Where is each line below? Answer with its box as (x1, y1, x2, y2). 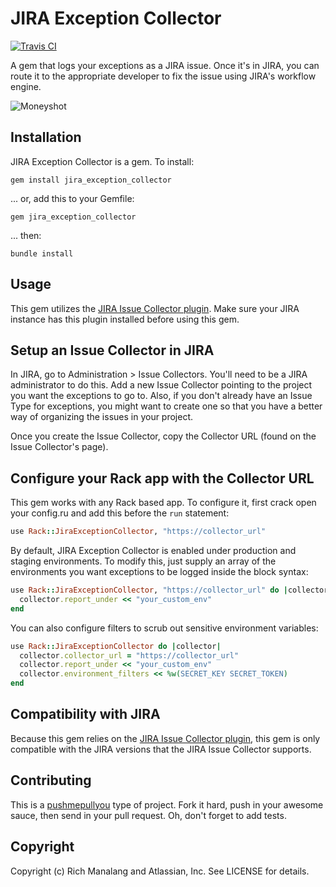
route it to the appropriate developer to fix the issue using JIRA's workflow (10, 70, 317, 82)
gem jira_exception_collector (10, 212, 137, 222)
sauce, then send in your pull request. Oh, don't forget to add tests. (10, 809, 287, 821)
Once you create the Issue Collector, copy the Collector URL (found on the (10, 430, 317, 442)
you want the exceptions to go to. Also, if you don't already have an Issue (10, 390, 313, 402)
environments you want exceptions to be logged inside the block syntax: (10, 566, 309, 578)
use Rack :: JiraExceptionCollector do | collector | (10, 641, 222, 651)
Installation (10, 129, 82, 146)
